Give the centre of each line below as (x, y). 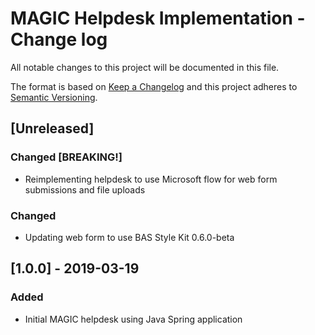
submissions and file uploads (85, 189)
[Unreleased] (52, 128)
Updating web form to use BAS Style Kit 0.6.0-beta (129, 237)
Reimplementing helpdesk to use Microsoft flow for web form (151, 179)
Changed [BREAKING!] (66, 157)
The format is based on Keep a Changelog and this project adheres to (154, 86)
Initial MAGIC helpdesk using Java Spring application (133, 319)
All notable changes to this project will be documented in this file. (145, 67)
